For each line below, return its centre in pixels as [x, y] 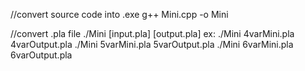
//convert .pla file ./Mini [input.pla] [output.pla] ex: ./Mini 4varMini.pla [152, 33]
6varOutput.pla [41, 55]
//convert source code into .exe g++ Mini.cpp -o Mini [119, 14]
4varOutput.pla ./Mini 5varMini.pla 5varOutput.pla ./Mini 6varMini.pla [152, 44]
